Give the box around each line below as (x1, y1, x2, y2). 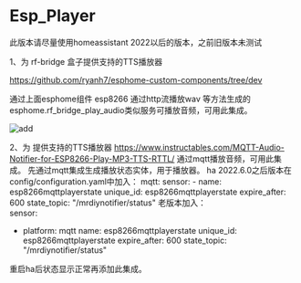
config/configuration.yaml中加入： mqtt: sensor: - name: (9, 175, 222, 187)
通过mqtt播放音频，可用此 (176, 152, 275, 164)
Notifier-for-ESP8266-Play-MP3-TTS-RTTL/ (9, 152, 175, 164)
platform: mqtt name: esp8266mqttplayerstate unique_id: (22, 225, 237, 236)
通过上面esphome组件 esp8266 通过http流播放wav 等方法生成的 (9, 93, 251, 104)
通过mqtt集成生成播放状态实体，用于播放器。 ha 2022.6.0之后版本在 (35, 164, 292, 175)
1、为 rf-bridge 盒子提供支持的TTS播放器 (9, 56, 163, 67)
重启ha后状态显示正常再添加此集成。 (9, 263, 148, 274)
